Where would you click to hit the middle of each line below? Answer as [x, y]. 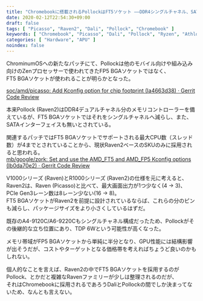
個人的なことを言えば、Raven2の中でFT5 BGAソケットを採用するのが [93, 269]
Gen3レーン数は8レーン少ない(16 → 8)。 [70, 193]
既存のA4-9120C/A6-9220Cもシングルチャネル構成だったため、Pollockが [98, 221]
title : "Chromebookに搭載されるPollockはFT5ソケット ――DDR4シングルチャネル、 [99, 12]
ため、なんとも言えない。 [43, 292]
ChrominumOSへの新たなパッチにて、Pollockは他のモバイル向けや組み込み [100, 63]
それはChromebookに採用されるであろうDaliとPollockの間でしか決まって [97, 284]
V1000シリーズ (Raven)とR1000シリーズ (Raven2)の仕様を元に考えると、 [97, 178]
